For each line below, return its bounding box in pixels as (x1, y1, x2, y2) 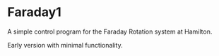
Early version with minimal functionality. (7, 41, 124, 49)
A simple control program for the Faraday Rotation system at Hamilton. (7, 27, 213, 36)
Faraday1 (7, 4, 61, 20)
